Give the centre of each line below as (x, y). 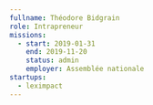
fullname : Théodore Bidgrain (65, 18)
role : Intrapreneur (46, 26)
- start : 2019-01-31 (56, 43)
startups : (28, 78)
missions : (28, 35)
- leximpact (41, 86)
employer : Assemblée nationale (85, 69)
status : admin (52, 60)
